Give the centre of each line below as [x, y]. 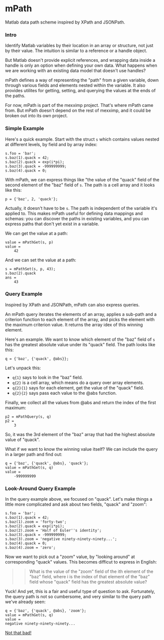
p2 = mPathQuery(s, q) [28, 417]
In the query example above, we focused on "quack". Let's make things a [79, 499]
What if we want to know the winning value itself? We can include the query [82, 449]
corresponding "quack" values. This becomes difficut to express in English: [81, 562]
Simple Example [24, 128]
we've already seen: [25, 602]
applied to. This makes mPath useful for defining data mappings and [74, 213]
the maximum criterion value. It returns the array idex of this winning [74, 325]
